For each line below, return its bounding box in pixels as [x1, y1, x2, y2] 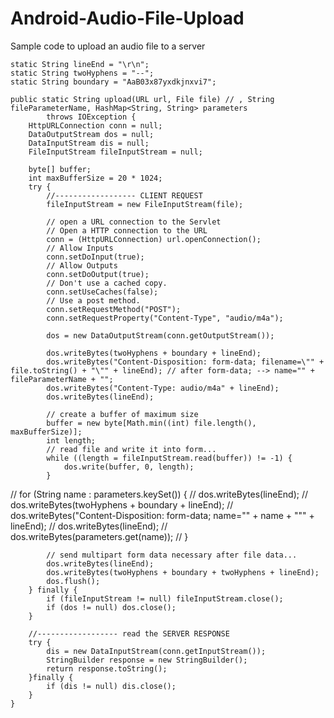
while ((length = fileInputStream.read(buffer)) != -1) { [46, 453, 293, 463]
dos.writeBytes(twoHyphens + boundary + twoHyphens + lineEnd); [46, 567, 320, 577]
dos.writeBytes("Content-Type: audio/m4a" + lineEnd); [46, 383, 280, 393]
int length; [46, 435, 97, 446]
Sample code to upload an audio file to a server [10, 40, 206, 52]
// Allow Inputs [46, 243, 114, 253]
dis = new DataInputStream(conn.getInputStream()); [46, 646, 267, 656]
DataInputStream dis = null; [28, 138, 150, 148]
